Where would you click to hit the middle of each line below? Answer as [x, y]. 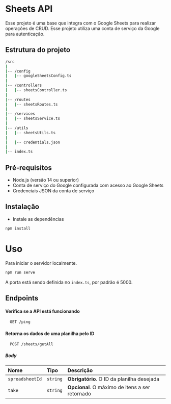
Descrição [80, 370]
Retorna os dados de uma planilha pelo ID [50, 333]
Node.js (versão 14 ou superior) [46, 180]
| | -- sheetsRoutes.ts [32, 104]
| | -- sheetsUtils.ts [31, 133]
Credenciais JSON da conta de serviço [53, 191]
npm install [18, 228]
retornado [79, 394]
